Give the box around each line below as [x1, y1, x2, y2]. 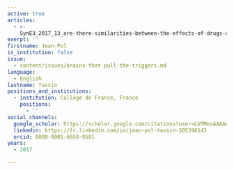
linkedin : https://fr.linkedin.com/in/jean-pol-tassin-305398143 [13, 127, 208, 134]
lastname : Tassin [7, 82, 58, 88]
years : [7, 140, 26, 147]
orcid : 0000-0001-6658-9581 [13, 133, 95, 140]
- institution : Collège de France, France [13, 95, 139, 102]
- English [13, 75, 42, 82]
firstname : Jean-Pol [7, 42, 68, 49]
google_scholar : [13, 120, 61, 127]
